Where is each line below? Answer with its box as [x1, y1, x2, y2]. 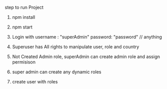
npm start [12, 24, 32, 30]
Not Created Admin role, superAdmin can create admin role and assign [12, 53, 160, 60]
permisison [12, 59, 36, 65]
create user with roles [12, 79, 58, 84]
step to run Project [5, 5, 44, 10]
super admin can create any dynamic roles [12, 69, 102, 75]
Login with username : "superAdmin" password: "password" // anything [12, 34, 162, 40]
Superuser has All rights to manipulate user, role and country [12, 44, 140, 50]
